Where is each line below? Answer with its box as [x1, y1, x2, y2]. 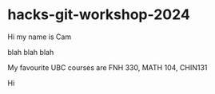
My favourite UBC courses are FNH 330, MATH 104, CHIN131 [7, 62, 208, 72]
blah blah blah [7, 47, 54, 57]
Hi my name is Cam [7, 32, 72, 41]
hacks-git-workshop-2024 [7, 6, 191, 24]
